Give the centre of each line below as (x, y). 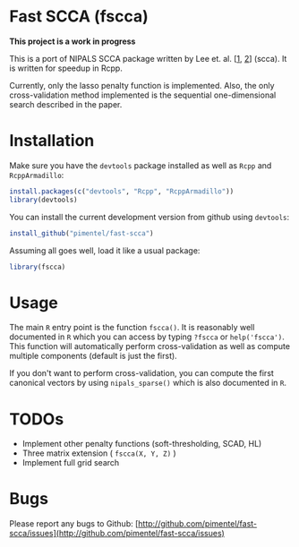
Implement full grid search (71, 463)
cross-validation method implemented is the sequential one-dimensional (143, 95)
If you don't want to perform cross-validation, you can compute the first (142, 373)
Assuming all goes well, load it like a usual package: (105, 250)
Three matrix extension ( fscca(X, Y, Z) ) (99, 453)
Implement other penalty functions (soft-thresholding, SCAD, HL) (142, 444)
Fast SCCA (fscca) (79, 17)
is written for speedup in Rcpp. (66, 68)
